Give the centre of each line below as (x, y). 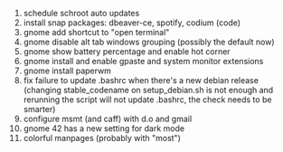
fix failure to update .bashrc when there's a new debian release (141, 80)
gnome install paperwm (67, 71)
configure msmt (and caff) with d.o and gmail (108, 119)
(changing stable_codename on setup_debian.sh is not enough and (148, 90)
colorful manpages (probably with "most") (102, 138)
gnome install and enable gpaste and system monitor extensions (143, 61)
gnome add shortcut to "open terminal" (96, 32)
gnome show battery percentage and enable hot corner (127, 52)
